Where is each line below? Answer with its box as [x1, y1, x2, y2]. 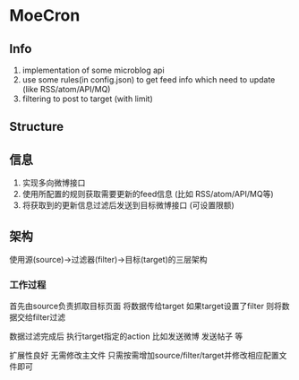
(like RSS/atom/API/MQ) [21, 84, 111, 94]
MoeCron [9, 5, 81, 26]
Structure [9, 119, 64, 134]
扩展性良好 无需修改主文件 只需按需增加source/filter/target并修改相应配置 [9, 350, 279, 361]
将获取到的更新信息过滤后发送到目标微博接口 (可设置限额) [21, 200, 235, 211]
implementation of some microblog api [21, 65, 165, 75]
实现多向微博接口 [21, 177, 86, 188]
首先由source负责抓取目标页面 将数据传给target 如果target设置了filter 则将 [9, 301, 282, 312]
